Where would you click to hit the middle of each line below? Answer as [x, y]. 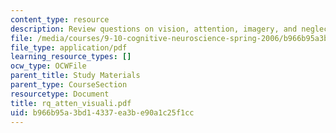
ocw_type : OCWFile [48, 66]
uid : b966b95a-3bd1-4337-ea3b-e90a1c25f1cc [102, 112]
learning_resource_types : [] [71, 57]
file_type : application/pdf [69, 47]
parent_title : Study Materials [75, 76]
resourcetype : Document [60, 94]
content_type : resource [60, 19]
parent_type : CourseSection [69, 85]
